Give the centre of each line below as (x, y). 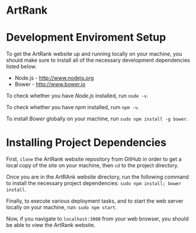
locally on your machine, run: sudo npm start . (62, 208)
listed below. (22, 66)
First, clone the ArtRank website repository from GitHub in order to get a (94, 159)
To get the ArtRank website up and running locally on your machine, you (94, 54)
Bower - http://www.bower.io (50, 84)
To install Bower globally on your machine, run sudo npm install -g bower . (97, 119)
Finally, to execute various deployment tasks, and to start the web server (95, 201)
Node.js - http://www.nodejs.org (54, 78)
